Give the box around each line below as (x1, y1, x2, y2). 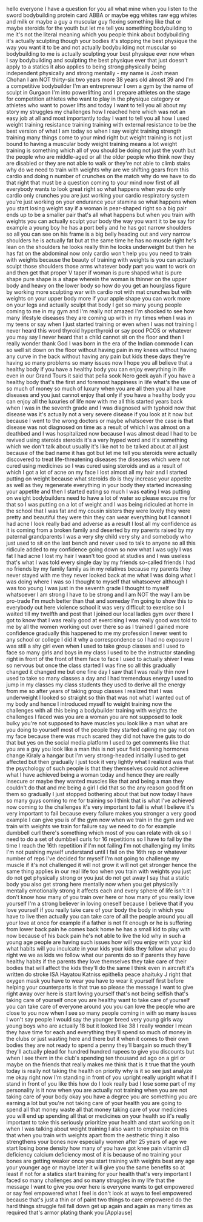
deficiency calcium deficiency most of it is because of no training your (6, 1151, 182, 1158)
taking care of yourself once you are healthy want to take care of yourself (6, 997, 190, 1003)
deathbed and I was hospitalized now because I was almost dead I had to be (6, 430, 197, 437)
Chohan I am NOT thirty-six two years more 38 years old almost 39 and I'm (6, 76, 194, 83)
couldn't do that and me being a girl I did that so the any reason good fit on (6, 784, 193, 791)
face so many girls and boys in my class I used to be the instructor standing (6, 649, 195, 656)
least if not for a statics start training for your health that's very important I (6, 1171, 191, 1177)
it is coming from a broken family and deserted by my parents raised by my (6, 526, 194, 534)
